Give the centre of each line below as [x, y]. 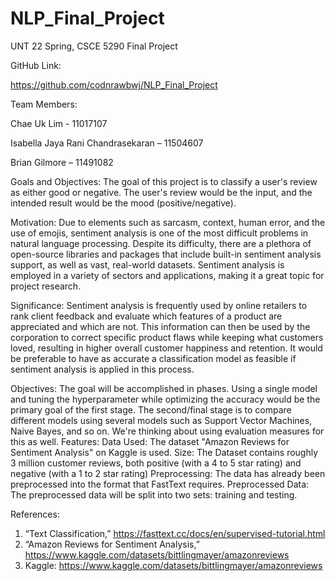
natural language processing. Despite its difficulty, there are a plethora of [161, 243]
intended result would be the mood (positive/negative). [123, 203]
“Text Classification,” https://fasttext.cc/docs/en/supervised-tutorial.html [175, 533]
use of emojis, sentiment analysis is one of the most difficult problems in [159, 233]
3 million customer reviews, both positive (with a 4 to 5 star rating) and [156, 463]
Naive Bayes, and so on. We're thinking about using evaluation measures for [167, 431]
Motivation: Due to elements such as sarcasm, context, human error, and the [168, 222]
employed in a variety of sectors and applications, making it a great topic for [167, 275]
